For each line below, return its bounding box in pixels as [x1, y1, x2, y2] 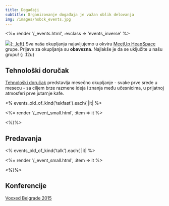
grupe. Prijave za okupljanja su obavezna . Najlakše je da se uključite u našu [5, 46, 163, 52]
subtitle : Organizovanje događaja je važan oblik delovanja [5, 12, 135, 17]
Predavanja [5, 134, 42, 143]
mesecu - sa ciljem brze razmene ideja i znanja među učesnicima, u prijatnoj [5, 85, 164, 91]
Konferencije [5, 182, 47, 190]
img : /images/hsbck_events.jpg [5, 17, 71, 22]
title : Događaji [5, 7, 39, 13]
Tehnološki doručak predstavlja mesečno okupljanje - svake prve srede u [5, 80, 158, 86]
